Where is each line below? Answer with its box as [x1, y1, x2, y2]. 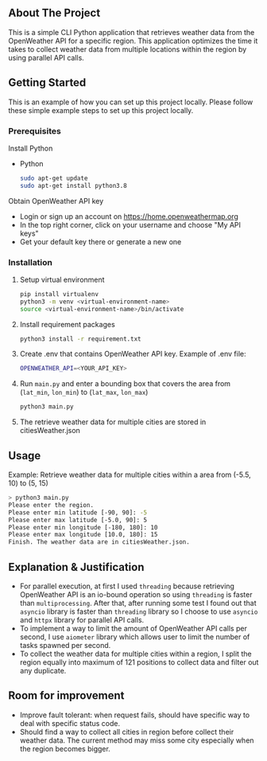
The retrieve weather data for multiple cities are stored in [19, 417, 207, 427]
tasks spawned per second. [19, 640, 111, 650]
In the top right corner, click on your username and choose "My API [19, 220, 241, 229]
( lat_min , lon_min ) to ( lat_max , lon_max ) [19, 388, 149, 397]
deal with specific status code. [19, 718, 121, 728]
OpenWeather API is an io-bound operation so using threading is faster [19, 589, 253, 599]
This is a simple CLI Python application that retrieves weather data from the [8, 27, 255, 37]
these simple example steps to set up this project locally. [8, 105, 194, 115]
